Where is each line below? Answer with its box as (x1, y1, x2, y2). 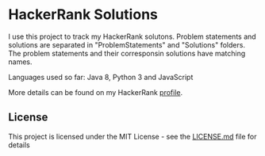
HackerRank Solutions (8, 6, 159, 24)
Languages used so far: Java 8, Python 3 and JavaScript (8, 72, 194, 82)
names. (8, 57, 33, 67)
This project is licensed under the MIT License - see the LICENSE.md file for (8, 131, 257, 141)
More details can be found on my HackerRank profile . (8, 87, 183, 97)
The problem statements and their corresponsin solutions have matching (8, 48, 246, 58)
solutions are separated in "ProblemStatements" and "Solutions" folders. (8, 40, 246, 49)
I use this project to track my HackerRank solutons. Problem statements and (8, 32, 256, 41)
